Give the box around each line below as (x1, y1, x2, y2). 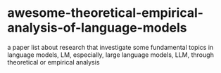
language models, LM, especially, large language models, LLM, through (7, 51, 215, 59)
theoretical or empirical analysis (7, 58, 100, 66)
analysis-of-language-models (7, 20, 188, 36)
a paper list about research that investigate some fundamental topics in (7, 43, 214, 51)
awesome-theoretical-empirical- (7, 5, 204, 21)
